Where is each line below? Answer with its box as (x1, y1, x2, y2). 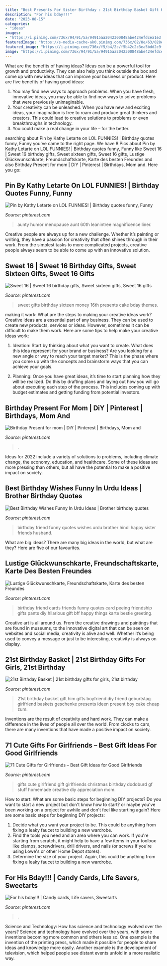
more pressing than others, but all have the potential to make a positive (5, 464, 151, 470)
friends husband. (17, 530, 53, 536)
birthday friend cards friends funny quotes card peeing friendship (17, 604, 153, 611)
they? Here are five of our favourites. (5, 545, 81, 551)
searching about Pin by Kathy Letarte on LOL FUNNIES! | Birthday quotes (5, 135, 155, 141)
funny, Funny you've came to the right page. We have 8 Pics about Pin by (5, 140, 156, 146)
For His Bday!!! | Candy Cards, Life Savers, (5, 873, 139, 882)
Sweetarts (5, 881, 38, 890)
